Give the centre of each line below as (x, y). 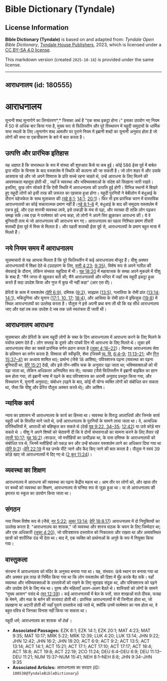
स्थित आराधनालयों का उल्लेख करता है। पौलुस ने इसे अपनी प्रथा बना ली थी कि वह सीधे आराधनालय (82, 303)
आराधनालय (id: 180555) (39, 85)
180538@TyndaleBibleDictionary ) (45, 673)
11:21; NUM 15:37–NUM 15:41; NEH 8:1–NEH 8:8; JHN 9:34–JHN (87, 657)
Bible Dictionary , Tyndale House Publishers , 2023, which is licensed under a (83, 45)
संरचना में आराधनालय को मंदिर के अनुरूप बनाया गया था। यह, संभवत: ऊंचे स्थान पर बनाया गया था (82, 572)
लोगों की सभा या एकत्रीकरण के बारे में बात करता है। (45, 137)
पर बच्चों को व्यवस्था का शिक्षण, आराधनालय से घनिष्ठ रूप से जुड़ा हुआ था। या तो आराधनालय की (80, 488)
